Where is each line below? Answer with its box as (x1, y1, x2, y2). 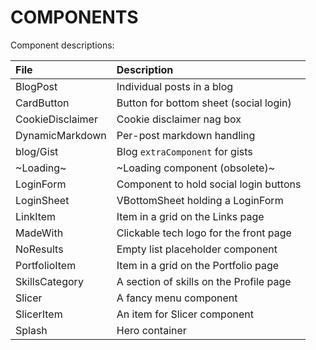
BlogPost (15, 79, 58, 93)
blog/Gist (15, 144, 59, 158)
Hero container (116, 323, 187, 337)
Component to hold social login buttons (116, 177, 302, 191)
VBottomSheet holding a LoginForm (116, 193, 284, 207)
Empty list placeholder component (116, 242, 278, 256)
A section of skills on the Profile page (116, 274, 292, 288)
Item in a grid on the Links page (116, 209, 265, 223)
